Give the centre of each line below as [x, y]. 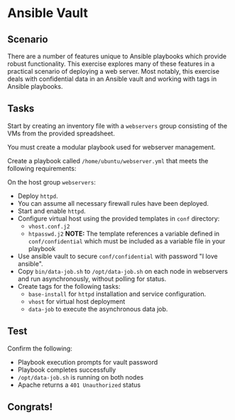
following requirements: [42, 168]
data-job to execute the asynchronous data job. [98, 309]
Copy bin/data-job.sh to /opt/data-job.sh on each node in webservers [123, 271]
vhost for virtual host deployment [77, 301]
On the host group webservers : [51, 182]
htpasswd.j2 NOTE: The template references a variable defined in [124, 233]
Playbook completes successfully [67, 370]
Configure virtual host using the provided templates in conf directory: [119, 219]
